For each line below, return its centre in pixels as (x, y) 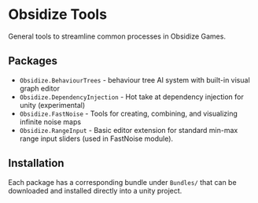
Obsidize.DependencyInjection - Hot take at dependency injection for (131, 97)
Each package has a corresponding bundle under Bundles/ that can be (123, 182)
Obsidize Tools (58, 15)
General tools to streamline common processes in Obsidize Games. (117, 36)
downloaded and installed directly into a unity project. (95, 190)
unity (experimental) (52, 105)
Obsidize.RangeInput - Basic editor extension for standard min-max (129, 130)
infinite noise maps (50, 122)
